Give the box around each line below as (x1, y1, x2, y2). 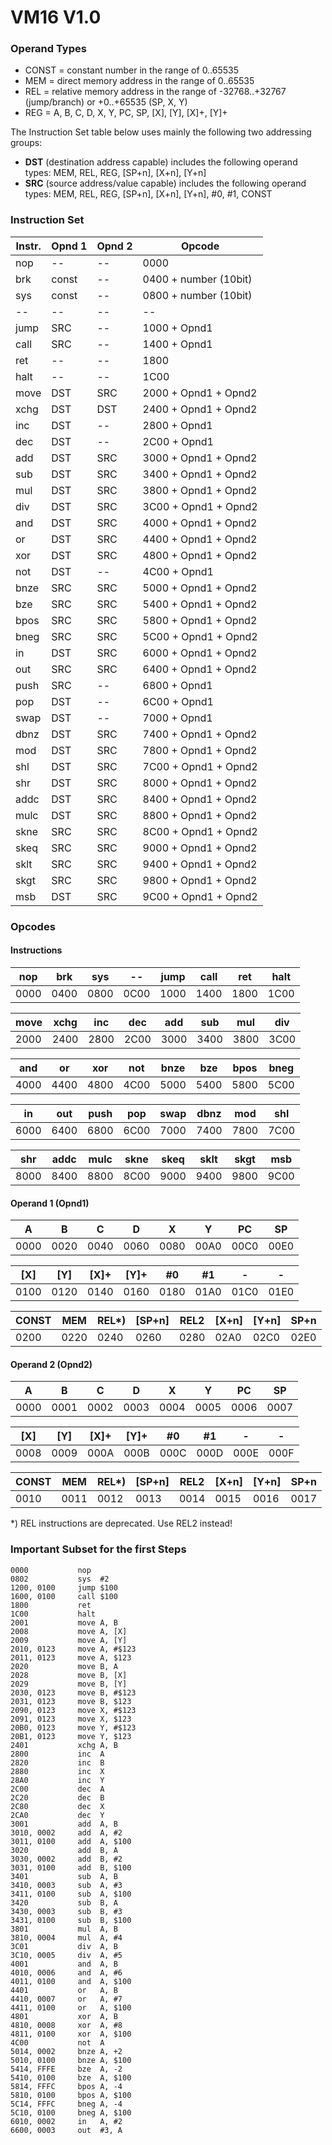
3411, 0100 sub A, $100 (10, 1889, 132, 1899)
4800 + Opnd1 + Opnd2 (142, 548, 258, 562)
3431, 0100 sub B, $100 (10, 1915, 132, 1925)
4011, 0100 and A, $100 (10, 1976, 132, 1986)
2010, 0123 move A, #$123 (10, 1644, 137, 1654)
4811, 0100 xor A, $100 (10, 2029, 132, 2039)
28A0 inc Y (10, 1775, 105, 1785)
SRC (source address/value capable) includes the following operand (24, 177, 307, 190)
